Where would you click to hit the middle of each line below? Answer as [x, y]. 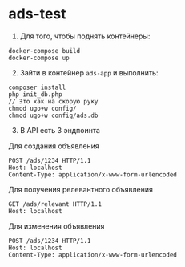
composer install [37, 87]
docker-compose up [39, 58]
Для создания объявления [54, 146]
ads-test [37, 14]
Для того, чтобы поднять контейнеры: [85, 36]
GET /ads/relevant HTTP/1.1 [55, 204]
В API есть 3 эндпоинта [60, 130]
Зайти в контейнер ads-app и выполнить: [89, 72]
